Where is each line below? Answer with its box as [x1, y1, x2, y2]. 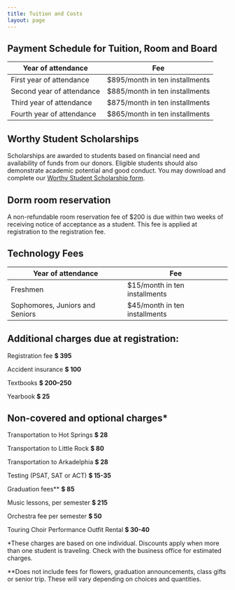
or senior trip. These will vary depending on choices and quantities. [7, 575, 201, 584]
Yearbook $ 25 [7, 392, 50, 401]
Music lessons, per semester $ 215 [7, 498, 108, 507]
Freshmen [10, 285, 44, 294]
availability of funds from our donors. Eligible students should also [7, 159, 198, 168]
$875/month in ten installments [106, 98, 211, 108]
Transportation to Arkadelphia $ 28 [7, 458, 108, 466]
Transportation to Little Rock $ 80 [7, 445, 105, 453]
